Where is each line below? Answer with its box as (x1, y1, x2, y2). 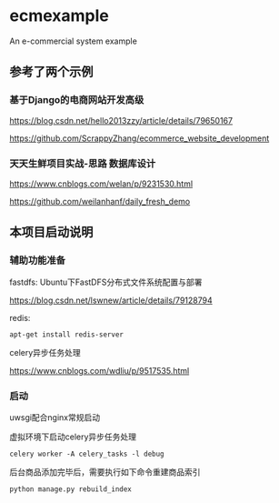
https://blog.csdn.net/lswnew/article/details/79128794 (9, 295, 213, 306)
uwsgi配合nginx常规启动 (9, 411, 101, 423)
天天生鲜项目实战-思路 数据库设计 (9, 156, 156, 169)
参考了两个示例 (9, 65, 94, 80)
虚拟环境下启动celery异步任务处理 (9, 431, 137, 442)
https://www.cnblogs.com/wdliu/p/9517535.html (9, 365, 190, 376)
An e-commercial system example (9, 35, 138, 46)
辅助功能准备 (9, 254, 66, 267)
